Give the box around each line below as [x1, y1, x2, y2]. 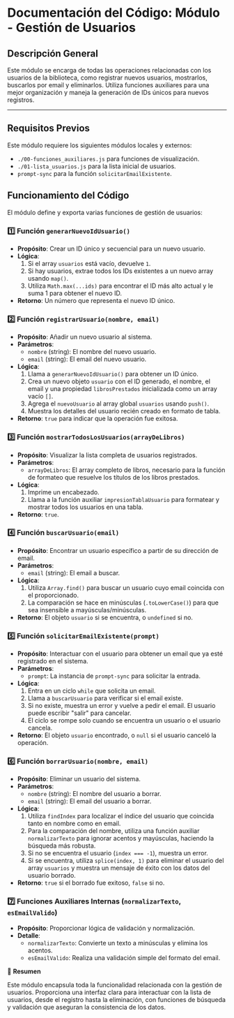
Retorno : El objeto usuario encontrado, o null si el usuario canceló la [17, 731, 217, 739]
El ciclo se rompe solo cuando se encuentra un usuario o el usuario [27, 716, 221, 725]
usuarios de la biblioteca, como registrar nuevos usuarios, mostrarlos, [7, 73, 208, 82]
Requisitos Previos [7, 122, 91, 134]
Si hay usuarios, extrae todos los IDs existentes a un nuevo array [27, 267, 214, 275]
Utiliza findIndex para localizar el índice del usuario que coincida [27, 812, 214, 820]
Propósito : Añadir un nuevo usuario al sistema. [17, 333, 153, 341]
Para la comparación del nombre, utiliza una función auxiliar [27, 827, 200, 835]
